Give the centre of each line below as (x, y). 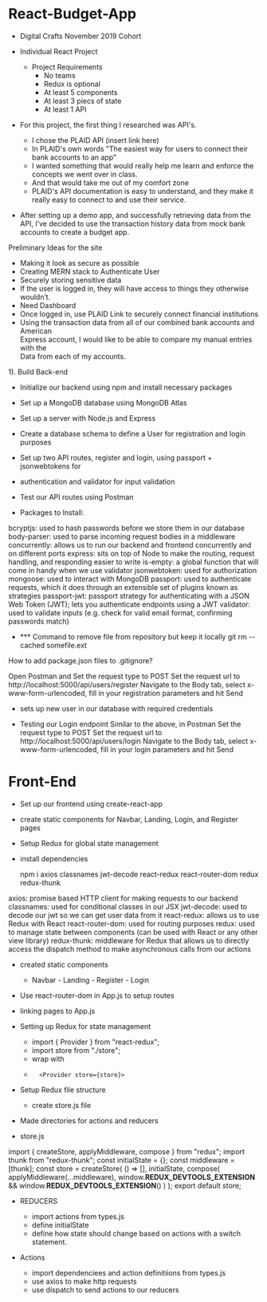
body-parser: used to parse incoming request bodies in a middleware (122, 536)
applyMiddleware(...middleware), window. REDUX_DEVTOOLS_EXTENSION (132, 1177)
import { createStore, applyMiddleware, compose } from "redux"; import (127, 1151)
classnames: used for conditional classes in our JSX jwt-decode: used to (128, 906)
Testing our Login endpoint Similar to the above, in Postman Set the (130, 724)
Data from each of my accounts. (73, 356)
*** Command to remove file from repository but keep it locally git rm (133, 636)
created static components (64, 964)
